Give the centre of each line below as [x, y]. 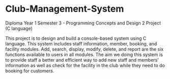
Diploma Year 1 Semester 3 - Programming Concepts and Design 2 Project [83, 23]
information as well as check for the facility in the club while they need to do [85, 65]
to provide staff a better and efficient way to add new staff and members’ [82, 60]
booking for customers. [30, 71]
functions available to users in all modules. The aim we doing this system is [84, 55]
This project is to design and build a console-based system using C [76, 38]
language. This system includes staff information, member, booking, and [81, 43]
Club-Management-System [65, 9]
